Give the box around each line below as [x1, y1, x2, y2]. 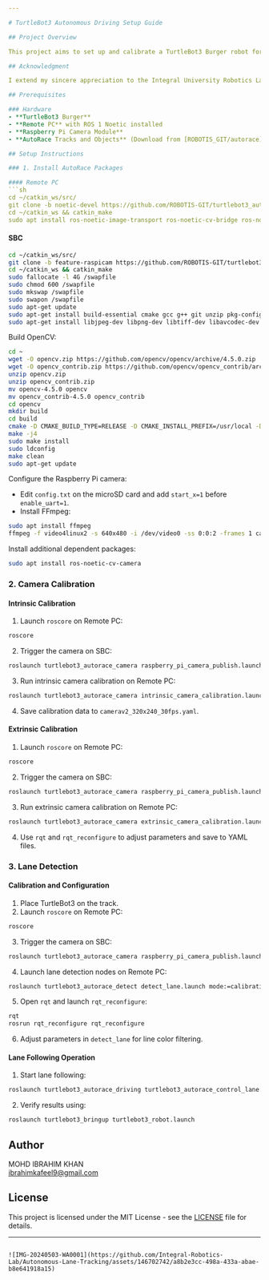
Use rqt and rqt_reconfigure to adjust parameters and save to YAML [19, 832, 248, 842]
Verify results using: [19, 1101, 86, 1110]
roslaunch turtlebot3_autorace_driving [8, 1086, 142, 1094]
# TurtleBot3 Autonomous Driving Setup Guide [8, 18, 163, 26]
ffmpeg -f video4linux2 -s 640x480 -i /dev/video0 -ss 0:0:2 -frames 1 [8, 529, 252, 537]
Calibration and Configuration [8, 880, 110, 890]
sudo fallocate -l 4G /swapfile [8, 273, 116, 281]
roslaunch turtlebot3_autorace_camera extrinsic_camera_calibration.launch [8, 818, 267, 826]
